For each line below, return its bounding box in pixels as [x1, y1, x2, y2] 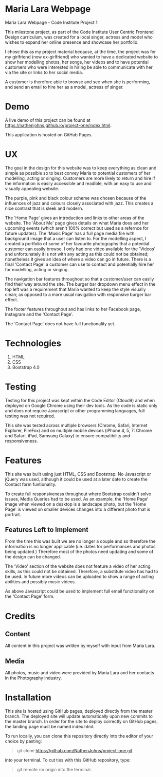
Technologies [5, 338, 62, 349]
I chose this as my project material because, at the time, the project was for [5, 49, 156, 55]
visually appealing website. [5, 185, 59, 191]
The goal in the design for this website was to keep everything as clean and [5, 165, 157, 171]
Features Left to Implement [5, 526, 89, 534]
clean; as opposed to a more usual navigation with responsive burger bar [5, 291, 152, 297]
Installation [5, 692, 52, 703]
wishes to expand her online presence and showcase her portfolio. [5, 39, 139, 45]
